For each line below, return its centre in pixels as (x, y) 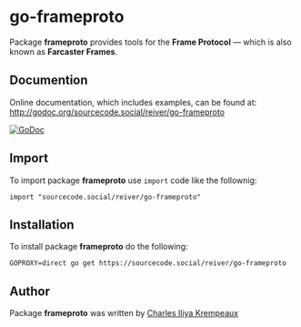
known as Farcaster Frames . (64, 51)
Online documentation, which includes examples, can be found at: (133, 102)
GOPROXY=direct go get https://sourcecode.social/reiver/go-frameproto (148, 263)
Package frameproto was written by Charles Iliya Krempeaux (124, 313)
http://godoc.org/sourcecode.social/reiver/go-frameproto (117, 112)
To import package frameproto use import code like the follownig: (133, 180)
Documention (49, 81)
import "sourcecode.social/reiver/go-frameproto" (105, 197)
